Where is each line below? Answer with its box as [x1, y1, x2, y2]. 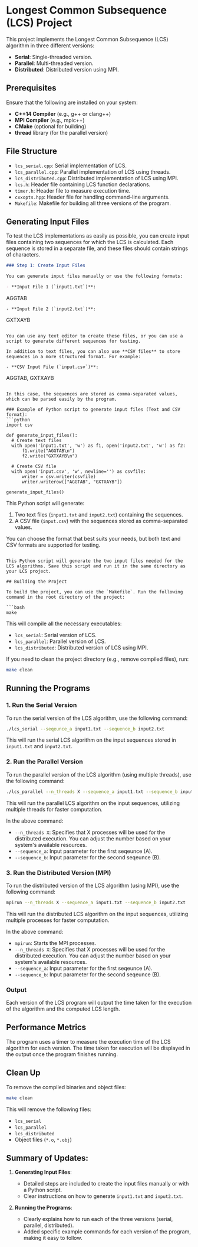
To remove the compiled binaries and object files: [6, 1083, 126, 1090]
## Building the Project [6, 579, 67, 584]
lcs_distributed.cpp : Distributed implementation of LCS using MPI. [14, 174, 179, 181]
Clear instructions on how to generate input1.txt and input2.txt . [23, 1193, 183, 1200]
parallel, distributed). [23, 1222, 74, 1229]
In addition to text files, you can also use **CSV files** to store [6, 349, 181, 355]
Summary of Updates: [6, 1153, 88, 1163]
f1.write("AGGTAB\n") [21, 448, 75, 454]
